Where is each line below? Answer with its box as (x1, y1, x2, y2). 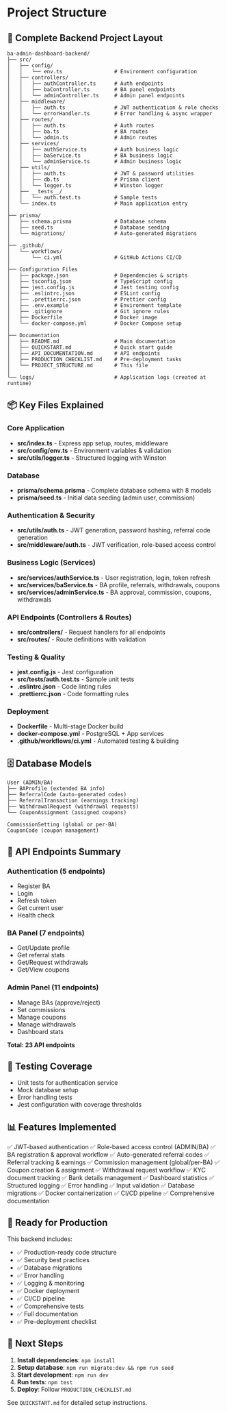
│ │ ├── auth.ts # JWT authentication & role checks (7, 104, 219, 111)
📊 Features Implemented (7, 1121, 117, 1133)
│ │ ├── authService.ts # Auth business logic (7, 146, 179, 153)
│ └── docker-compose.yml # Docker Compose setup (7, 320, 183, 327)
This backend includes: (7, 1235, 73, 1243)
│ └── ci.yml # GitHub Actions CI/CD (7, 254, 183, 261)
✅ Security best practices (16, 1256, 90, 1264)
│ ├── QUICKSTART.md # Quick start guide (7, 344, 173, 351)
